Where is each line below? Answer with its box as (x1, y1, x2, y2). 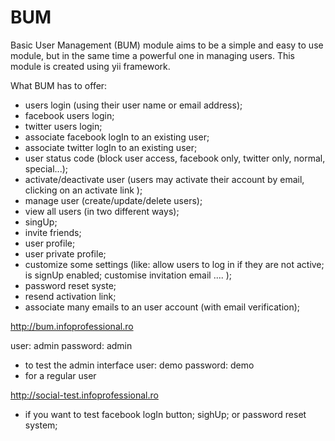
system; (24, 419, 58, 431)
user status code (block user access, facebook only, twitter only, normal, (24, 152, 326, 164)
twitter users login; (24, 120, 103, 132)
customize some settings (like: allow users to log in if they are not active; (24, 258, 325, 270)
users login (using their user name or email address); (24, 99, 243, 111)
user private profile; (24, 247, 107, 260)
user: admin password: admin (10, 339, 133, 351)
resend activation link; (24, 290, 117, 302)
